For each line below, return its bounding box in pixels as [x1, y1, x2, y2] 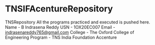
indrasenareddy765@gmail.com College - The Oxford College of [5, 29, 135, 35]
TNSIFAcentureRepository [5, 3, 113, 14]
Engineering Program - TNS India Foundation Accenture [5, 34, 117, 40]
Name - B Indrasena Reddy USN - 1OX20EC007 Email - [5, 24, 116, 30]
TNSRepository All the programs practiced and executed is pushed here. [5, 19, 151, 25]
